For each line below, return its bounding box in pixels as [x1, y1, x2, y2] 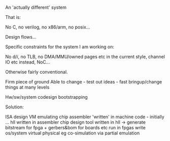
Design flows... [5, 34, 37, 40]
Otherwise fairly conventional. [5, 69, 68, 75]
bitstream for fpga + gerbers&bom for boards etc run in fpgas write [5, 125, 146, 130]
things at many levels [5, 84, 50, 90]
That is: [5, 14, 21, 20]
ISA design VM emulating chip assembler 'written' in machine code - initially [5, 114, 165, 120]
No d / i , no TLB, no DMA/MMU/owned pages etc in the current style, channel [5, 53, 165, 60]
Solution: [5, 104, 24, 110]
